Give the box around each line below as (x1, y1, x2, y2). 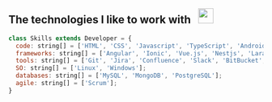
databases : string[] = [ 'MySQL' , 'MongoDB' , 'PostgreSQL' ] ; (15, 71, 223, 80)
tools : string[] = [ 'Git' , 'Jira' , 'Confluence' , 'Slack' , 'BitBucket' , (15, 57, 266, 65)
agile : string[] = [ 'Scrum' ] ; (15, 80, 117, 88)
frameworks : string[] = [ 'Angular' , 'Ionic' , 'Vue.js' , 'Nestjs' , (15, 49, 244, 57)
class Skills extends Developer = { (8, 34, 132, 43)
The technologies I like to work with (8, 13, 192, 27)
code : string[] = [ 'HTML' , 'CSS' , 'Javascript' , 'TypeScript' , (15, 42, 233, 50)
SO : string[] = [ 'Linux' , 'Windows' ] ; (15, 64, 147, 72)
